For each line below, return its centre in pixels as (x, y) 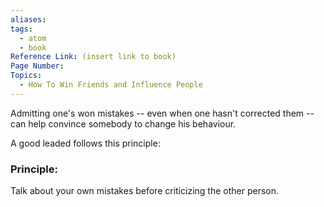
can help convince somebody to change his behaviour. (123, 123)
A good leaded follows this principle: (85, 143)
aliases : (28, 19)
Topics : (26, 76)
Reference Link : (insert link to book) (93, 57)
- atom (33, 38)
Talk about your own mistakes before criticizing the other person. (144, 191)
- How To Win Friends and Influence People (111, 85)
